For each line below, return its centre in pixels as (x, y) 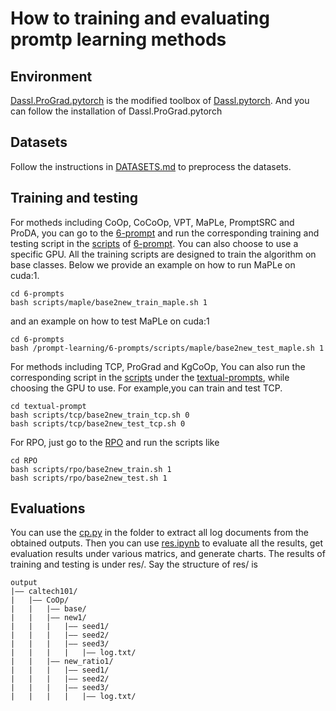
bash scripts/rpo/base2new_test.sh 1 (89, 478)
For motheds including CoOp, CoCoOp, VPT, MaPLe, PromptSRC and (152, 222)
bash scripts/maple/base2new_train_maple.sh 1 (109, 302)
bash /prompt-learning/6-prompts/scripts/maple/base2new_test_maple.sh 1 (167, 348)
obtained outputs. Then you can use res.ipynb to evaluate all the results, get (167, 543)
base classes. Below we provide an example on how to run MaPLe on (153, 264)
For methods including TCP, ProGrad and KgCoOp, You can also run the (158, 366)
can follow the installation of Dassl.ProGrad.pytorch (116, 111)
